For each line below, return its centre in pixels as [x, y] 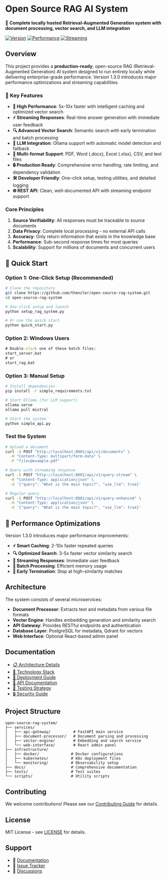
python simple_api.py [28, 423]
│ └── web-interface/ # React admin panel [61, 745]
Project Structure [33, 711]
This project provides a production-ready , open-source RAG [69, 66]
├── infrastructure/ [27, 750]
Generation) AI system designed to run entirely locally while [93, 71]
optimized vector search [38, 112]
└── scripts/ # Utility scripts [57, 776]
